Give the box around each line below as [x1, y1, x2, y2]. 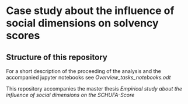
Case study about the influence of [6, 4, 175, 18]
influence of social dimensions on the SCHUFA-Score [6, 92, 135, 98]
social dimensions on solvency [6, 16, 159, 30]
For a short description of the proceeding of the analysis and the [6, 68, 162, 74]
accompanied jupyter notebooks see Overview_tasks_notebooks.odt [6, 74, 171, 81]
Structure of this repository [6, 52, 108, 62]
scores [6, 29, 40, 42]
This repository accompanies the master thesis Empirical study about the [6, 85, 183, 92]
